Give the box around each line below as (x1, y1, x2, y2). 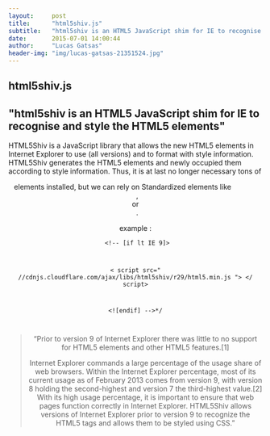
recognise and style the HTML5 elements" (8, 119, 226, 133)
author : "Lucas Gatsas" (8, 42, 103, 50)
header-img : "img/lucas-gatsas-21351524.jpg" (8, 49, 164, 57)
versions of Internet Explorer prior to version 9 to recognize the (40, 409, 251, 419)
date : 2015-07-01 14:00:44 (8, 34, 121, 43)
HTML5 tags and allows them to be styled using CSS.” (56, 417, 235, 428)
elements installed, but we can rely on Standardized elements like (14, 182, 232, 192)
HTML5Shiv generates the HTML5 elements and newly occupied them (8, 158, 242, 168)
